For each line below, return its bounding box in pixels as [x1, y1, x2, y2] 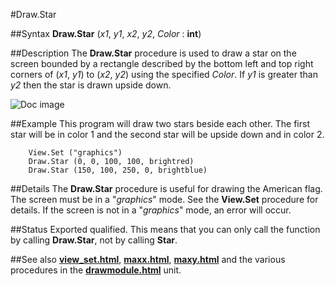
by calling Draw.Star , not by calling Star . [10, 234, 178, 246]
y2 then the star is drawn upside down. [10, 79, 172, 91]
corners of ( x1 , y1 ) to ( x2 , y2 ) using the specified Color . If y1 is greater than [10, 69, 318, 80]
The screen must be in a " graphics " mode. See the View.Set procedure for [10, 194, 319, 205]
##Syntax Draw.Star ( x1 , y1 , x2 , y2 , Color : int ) [10, 28, 202, 39]
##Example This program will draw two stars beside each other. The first [10, 118, 310, 129]
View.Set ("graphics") [28, 148, 123, 158]
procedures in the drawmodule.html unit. [10, 264, 182, 276]
